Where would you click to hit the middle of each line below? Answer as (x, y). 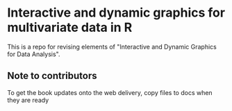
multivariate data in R (70, 27)
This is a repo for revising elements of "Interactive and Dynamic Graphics (112, 46)
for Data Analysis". (34, 54)
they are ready (28, 100)
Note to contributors (52, 76)
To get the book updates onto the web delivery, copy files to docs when (110, 92)
